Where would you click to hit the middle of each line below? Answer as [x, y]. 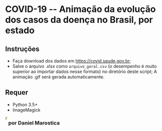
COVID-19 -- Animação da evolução [81, 9]
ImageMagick [26, 110]
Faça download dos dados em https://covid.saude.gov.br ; [72, 61]
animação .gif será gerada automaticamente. [58, 77]
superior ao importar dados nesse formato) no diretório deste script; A [84, 71]
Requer [17, 93]
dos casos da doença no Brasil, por [79, 20]
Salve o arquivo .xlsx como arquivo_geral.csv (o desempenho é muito [84, 66]
